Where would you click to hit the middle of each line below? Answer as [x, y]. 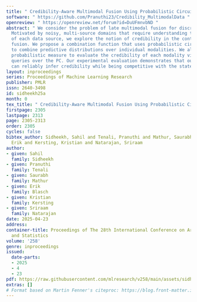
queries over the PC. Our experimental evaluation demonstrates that [98, 61]
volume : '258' [23, 241]
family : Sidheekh [33, 159]
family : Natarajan [34, 214]
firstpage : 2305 [26, 110]
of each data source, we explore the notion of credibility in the [96, 39]
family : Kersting [33, 203]
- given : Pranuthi [28, 165]
